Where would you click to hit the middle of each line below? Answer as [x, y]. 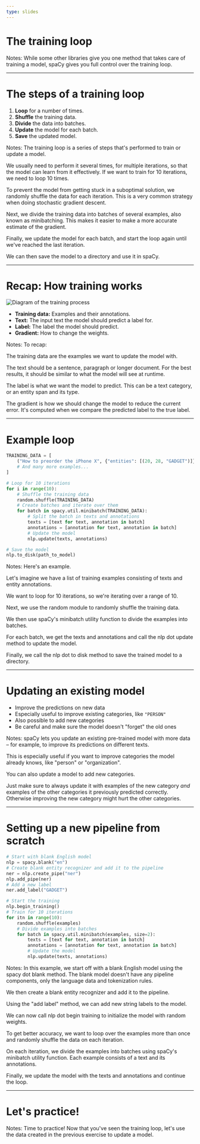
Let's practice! [43, 1112]
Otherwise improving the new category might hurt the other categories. [94, 799]
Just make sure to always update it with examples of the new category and [98, 786]
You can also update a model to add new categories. [71, 774]
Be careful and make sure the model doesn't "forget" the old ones [96, 727]
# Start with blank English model [49, 857]
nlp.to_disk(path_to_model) [41, 555]
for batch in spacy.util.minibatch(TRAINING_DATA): [82, 511]
